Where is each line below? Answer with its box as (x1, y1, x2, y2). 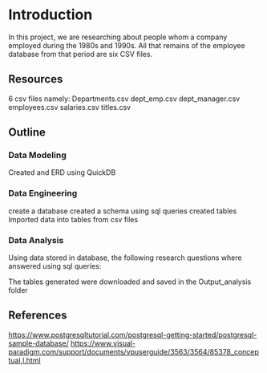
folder (8, 286, 28, 295)
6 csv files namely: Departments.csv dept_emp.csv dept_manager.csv (8, 94, 241, 103)
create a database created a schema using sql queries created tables (8, 206, 237, 216)
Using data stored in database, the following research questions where (8, 253, 242, 262)
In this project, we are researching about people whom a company (8, 32, 228, 42)
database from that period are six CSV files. (8, 49, 153, 59)
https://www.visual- (71, 339, 136, 348)
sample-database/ (8, 339, 70, 348)
